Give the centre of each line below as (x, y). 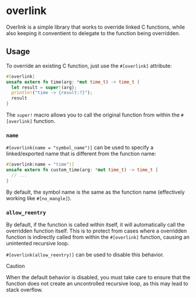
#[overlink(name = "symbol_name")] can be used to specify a (80, 148)
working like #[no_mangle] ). (39, 198)
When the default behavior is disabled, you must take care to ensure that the (98, 278)
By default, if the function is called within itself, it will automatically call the (96, 225)
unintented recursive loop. (38, 244)
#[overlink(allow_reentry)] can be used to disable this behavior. (85, 255)
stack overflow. (25, 290)
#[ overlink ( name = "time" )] (40, 165)
